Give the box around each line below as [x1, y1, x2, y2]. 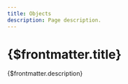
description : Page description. [7, 17, 101, 24]
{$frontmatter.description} [7, 69, 83, 78]
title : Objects [7, 10, 52, 17]
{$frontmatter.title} [7, 47, 122, 62]
